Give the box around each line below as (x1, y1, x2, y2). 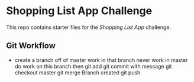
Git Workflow (6, 41, 56, 51)
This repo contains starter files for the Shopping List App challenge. (6, 24, 172, 31)
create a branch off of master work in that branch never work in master (14, 56, 188, 63)
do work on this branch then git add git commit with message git (14, 63, 172, 70)
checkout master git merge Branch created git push (14, 69, 141, 76)
